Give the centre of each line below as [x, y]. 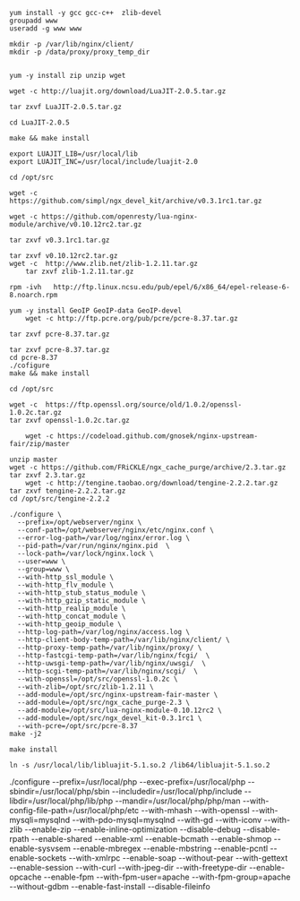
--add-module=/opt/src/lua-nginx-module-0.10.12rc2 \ [120, 710]
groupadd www [34, 21]
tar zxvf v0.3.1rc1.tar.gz [60, 240]
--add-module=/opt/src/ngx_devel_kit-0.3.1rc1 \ [110, 718]
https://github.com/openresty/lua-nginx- [120, 217]
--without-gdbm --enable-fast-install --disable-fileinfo [110, 886]
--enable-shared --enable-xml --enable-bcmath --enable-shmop [151, 839]
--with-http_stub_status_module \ [81, 593]
